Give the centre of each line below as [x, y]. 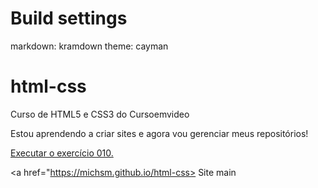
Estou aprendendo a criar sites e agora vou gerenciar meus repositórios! [159, 133]
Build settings [69, 18]
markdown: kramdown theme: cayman [89, 46]
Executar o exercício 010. [62, 153]
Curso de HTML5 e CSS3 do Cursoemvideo [100, 114]
